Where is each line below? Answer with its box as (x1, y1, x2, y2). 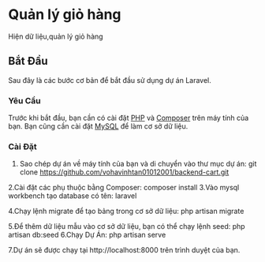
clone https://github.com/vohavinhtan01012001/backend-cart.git (19, 167, 230, 177)
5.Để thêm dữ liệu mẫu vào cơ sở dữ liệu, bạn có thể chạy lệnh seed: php (8, 222, 246, 231)
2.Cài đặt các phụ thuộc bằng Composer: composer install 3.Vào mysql (8, 183, 240, 193)
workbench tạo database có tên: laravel (8, 191, 137, 200)
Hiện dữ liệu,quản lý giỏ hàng (8, 32, 104, 41)
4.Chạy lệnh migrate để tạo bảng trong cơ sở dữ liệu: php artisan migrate (8, 207, 244, 216)
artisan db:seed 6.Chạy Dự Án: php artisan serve (8, 230, 166, 240)
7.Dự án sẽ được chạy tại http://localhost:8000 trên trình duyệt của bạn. (8, 245, 241, 255)
